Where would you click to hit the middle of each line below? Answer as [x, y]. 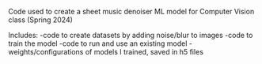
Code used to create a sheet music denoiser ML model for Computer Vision [131, 11]
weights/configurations [46, 52]
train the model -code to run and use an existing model [98, 43]
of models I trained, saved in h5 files [144, 52]
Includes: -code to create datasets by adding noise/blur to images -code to [131, 35]
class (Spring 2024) [41, 20]
